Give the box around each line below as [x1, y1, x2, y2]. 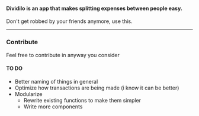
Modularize [14, 90, 43, 97]
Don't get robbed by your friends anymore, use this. [6, 18, 133, 25]
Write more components [23, 103, 83, 110]
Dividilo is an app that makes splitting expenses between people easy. [6, 5, 182, 12]
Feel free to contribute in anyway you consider [6, 51, 120, 58]
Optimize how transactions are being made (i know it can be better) [14, 84, 179, 91]
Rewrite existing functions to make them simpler [23, 97, 141, 104]
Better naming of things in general [14, 78, 98, 85]
